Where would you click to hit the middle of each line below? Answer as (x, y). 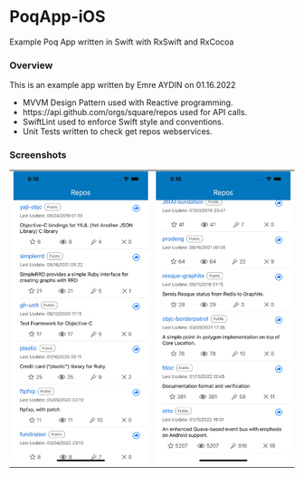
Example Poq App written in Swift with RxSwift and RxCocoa (122, 42)
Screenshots (38, 155)
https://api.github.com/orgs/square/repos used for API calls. (135, 112)
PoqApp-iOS (57, 17)
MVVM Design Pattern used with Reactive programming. (128, 102)
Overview (31, 65)
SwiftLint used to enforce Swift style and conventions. (123, 122)
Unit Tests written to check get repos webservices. (117, 131)
